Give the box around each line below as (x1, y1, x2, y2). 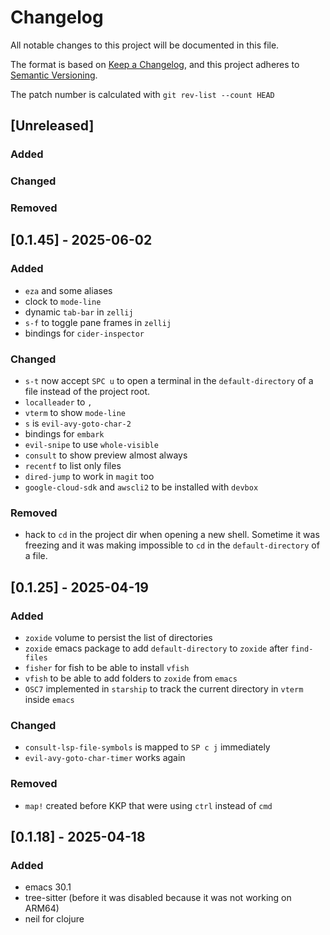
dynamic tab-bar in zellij (24, 306, 134, 318)
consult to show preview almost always (24, 449, 188, 461)
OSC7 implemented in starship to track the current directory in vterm (24, 683, 304, 695)
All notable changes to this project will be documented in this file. (10, 39, 280, 51)
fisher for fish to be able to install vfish (24, 662, 190, 674)
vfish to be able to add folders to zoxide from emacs (24, 672, 238, 685)
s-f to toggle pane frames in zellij (24, 316, 172, 328)
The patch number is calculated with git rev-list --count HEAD (10, 88, 275, 100)
